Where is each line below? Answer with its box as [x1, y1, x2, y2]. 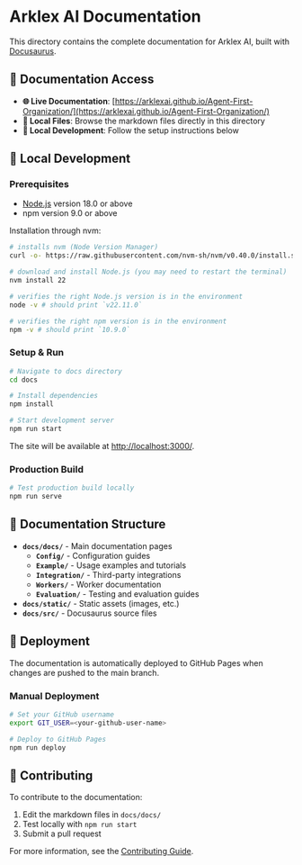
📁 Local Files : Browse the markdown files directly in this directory [22, 115, 265, 126]
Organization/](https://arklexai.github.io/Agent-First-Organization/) [22, 105, 270, 116]
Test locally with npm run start [22, 819, 138, 830]
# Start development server [9, 416, 115, 425]
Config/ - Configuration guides [35, 550, 151, 561]
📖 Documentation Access [9, 72, 155, 87]
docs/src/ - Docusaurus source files [22, 608, 157, 618]
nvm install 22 [9, 276, 67, 285]
